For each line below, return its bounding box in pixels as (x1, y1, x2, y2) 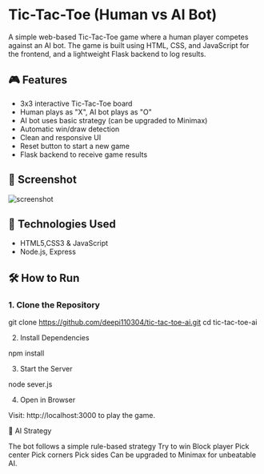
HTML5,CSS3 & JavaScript (19, 239, 109, 248)
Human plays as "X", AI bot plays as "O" (19, 106, 152, 117)
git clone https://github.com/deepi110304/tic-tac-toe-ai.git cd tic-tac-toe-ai (8, 318, 258, 327)
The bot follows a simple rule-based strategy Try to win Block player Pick (8, 442, 250, 452)
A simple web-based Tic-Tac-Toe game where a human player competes (8, 32, 249, 42)
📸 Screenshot (8, 173, 78, 187)
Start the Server (19, 364, 73, 374)
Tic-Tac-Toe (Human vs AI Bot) (8, 6, 218, 24)
